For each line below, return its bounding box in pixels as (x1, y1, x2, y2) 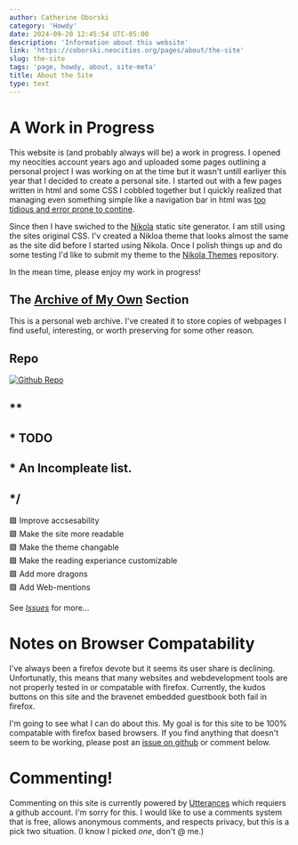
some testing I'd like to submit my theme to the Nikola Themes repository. (9, 249, 279, 260)
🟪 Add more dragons (9, 568, 88, 579)
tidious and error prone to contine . (9, 204, 135, 214)
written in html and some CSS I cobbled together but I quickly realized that (9, 184, 282, 196)
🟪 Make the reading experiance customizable (9, 555, 178, 566)
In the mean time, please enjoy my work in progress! (9, 266, 202, 277)
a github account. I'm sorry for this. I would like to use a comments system (9, 807, 283, 818)
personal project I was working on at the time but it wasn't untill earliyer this (9, 165, 287, 176)
